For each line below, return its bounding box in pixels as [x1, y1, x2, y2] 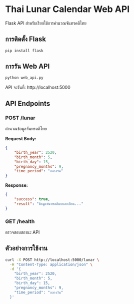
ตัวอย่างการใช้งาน [5, 244, 48, 252]
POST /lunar [5, 114, 35, 121]
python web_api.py [5, 75, 43, 81]
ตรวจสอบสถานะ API [5, 229, 40, 235]
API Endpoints [5, 99, 50, 108]
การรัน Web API [5, 62, 50, 71]
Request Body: [5, 136, 36, 141]
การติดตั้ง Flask [5, 35, 46, 44]
